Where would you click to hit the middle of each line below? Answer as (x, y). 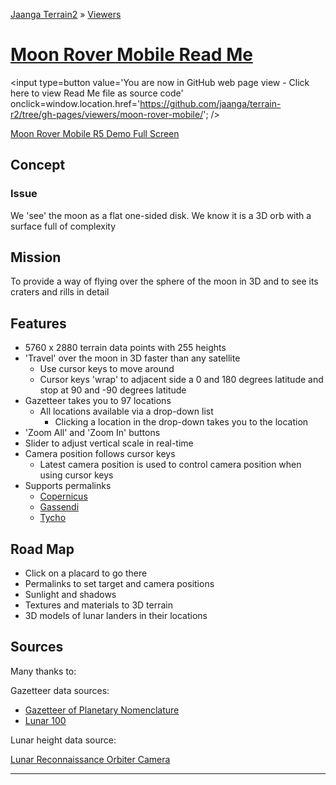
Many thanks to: (43, 671)
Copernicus (63, 496)
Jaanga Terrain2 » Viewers (66, 14)
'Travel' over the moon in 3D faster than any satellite (132, 358)
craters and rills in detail (60, 292)
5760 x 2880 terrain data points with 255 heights (125, 348)
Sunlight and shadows (70, 595)
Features (38, 323)
